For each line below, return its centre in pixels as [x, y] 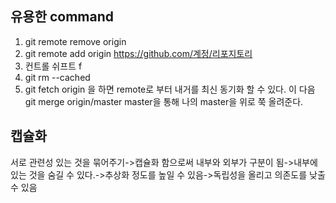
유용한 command [62, 17]
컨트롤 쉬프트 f [53, 66]
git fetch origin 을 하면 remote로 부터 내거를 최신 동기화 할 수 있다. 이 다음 [170, 89]
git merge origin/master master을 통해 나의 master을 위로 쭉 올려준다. [164, 101]
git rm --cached [57, 77]
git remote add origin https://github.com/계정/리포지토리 [138, 53]
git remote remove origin [75, 41]
